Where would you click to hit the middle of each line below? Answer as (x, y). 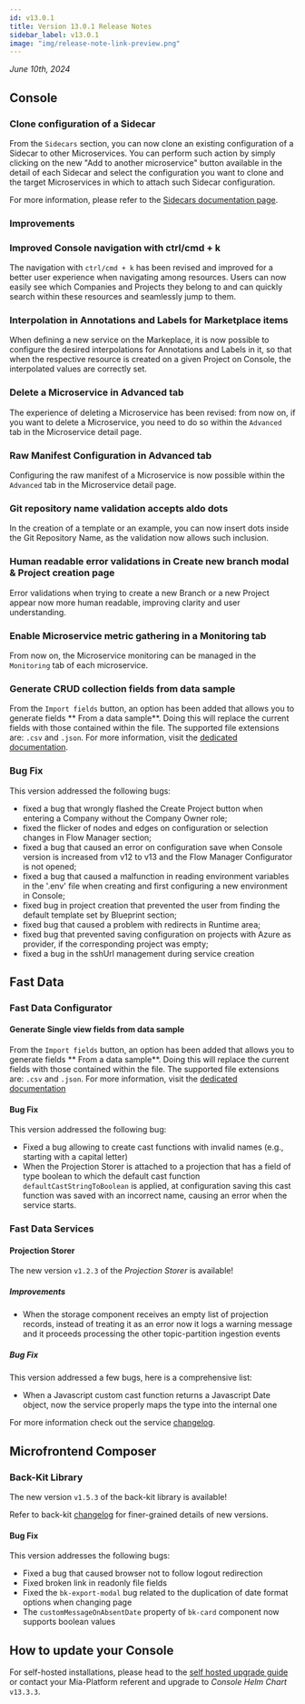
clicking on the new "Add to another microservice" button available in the (146, 162)
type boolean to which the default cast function (111, 1176)
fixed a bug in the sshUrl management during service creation (138, 953)
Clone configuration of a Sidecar (83, 124)
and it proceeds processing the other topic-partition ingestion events (152, 1334)
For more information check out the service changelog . (113, 1423)
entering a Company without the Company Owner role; (125, 818)
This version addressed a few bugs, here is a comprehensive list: (131, 1378)
